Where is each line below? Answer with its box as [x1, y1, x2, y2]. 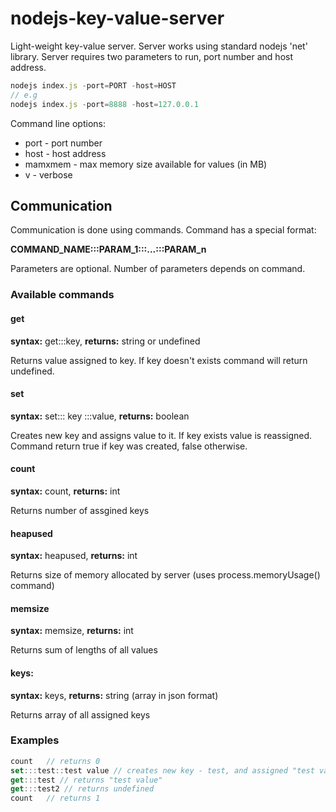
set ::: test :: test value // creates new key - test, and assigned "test [10, 765, 315, 776]
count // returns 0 [10, 756, 101, 766]
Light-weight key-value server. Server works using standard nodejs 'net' [10, 40, 308, 52]
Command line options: [10, 117, 106, 129]
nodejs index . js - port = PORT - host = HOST [10, 80, 177, 91]
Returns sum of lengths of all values [10, 644, 158, 656]
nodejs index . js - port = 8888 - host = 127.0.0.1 [10, 99, 199, 109]
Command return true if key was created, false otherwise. [10, 440, 248, 452]
